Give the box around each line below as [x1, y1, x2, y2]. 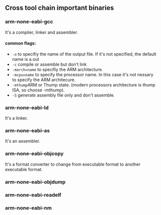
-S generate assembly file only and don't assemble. [12, 92, 115, 98]
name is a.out [12, 56, 40, 62]
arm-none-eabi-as [5, 128, 50, 134]
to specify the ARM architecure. [12, 77, 76, 83]
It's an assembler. [5, 138, 40, 144]
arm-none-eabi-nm [5, 204, 52, 211]
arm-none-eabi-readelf [5, 191, 62, 198]
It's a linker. [5, 115, 28, 121]
